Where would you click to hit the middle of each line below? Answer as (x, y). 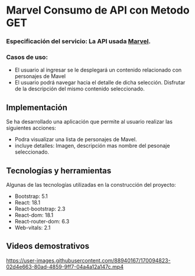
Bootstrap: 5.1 (31, 196)
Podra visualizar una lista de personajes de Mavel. (76, 139)
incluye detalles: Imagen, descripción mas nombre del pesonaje (92, 146)
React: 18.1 (27, 203)
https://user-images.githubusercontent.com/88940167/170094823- (88, 260)
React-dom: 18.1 (34, 215)
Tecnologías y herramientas (59, 171)
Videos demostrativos (48, 246)
